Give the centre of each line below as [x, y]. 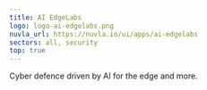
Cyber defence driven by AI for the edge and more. [104, 76]
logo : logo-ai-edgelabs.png [62, 26]
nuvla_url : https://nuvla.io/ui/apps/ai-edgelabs [104, 34]
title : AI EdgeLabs [46, 17]
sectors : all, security [54, 42]
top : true [28, 51]
